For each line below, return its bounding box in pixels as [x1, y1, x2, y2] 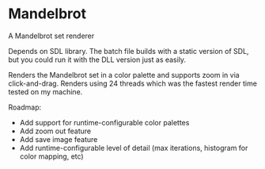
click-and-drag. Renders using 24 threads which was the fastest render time [8, 79, 257, 88]
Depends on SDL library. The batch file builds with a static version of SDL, [8, 46, 249, 56]
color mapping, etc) [19, 152, 85, 161]
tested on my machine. [8, 86, 83, 96]
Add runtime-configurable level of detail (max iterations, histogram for [19, 143, 248, 152]
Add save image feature [19, 134, 98, 144]
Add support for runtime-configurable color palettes [19, 117, 190, 127]
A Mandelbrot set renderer [8, 31, 95, 40]
